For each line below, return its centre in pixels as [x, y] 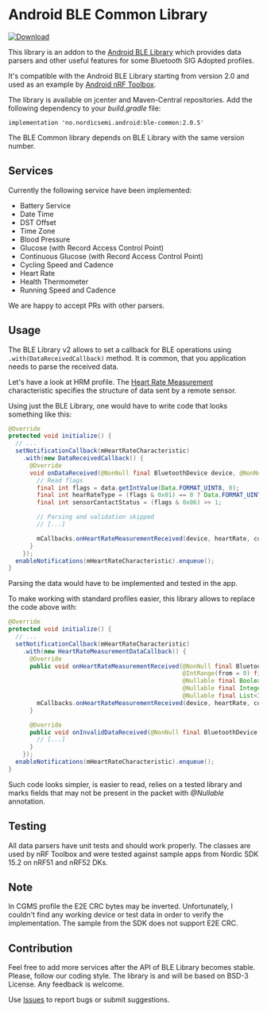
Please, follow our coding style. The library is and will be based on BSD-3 [128, 976]
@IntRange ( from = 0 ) [216, 673]
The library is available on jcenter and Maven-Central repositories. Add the [130, 99]
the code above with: [43, 607]
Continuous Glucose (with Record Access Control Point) [112, 256]
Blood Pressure [45, 239]
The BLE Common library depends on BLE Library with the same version [126, 138]
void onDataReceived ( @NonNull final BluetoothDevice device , [133, 473]
